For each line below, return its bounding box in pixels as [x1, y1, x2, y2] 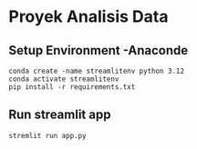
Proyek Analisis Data [8, 6, 169, 27]
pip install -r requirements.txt [8, 83, 136, 92]
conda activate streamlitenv [8, 74, 119, 84]
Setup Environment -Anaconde [8, 43, 189, 58]
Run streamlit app [8, 107, 111, 123]
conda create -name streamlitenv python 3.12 [8, 66, 184, 75]
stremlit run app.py [8, 131, 88, 140]
